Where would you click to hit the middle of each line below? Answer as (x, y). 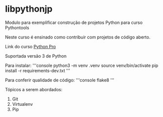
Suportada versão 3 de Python (36, 56)
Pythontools (17, 27)
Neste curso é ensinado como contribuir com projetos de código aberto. (78, 37)
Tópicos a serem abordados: (34, 89)
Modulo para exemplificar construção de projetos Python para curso (74, 22)
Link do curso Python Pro (31, 46)
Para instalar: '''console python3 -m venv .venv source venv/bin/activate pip (82, 65)
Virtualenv (22, 104)
